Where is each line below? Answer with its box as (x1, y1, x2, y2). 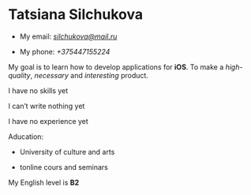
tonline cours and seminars (19, 162, 108, 171)
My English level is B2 (8, 178, 80, 187)
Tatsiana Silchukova (8, 6, 144, 24)
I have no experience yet (8, 116, 88, 126)
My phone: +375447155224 (19, 47, 111, 56)
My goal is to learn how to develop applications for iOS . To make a (8, 62, 224, 72)
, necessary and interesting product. (30, 70, 148, 80)
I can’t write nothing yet (8, 101, 85, 111)
